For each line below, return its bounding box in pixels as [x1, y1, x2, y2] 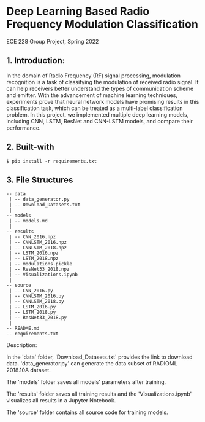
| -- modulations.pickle [9, 261, 72, 267]
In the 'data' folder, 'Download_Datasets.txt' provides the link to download [6, 353, 193, 361]
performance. [6, 124, 41, 131]
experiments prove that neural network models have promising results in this [6, 98, 199, 105]
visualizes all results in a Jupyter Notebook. [6, 397, 116, 404]
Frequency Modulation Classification [6, 17, 199, 31]
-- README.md [6, 326, 40, 332]
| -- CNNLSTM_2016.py [9, 293, 64, 299]
